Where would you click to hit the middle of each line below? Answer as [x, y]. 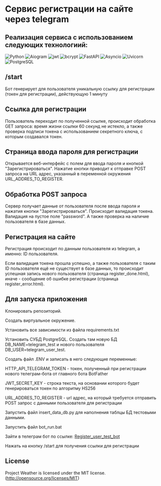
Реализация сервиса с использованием [69, 37]
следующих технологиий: [47, 45]
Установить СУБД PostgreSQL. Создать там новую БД [61, 339]
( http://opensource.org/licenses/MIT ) [42, 478]
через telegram [37, 19]
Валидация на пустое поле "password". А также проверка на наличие [77, 216]
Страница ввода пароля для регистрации [72, 152]
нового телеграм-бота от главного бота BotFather [56, 374]
